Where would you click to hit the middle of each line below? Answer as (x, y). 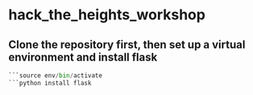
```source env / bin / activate (56, 76)
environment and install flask (83, 57)
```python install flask (50, 83)
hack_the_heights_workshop (107, 15)
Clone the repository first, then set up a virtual (127, 45)
